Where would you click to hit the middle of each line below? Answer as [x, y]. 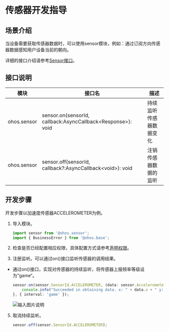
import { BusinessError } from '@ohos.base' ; [61, 238]
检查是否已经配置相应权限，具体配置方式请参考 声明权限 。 [72, 248]
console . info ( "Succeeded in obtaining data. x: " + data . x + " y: [93, 290]
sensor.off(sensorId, [66, 161]
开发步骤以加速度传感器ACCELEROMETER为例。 [55, 213]
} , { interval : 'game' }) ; [41, 295]
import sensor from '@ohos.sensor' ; [51, 233]
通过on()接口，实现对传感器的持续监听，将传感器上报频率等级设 [78, 269]
